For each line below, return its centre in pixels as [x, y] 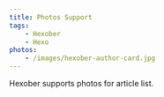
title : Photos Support [51, 17]
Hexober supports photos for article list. [82, 83]
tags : [19, 26]
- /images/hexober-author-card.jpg [90, 58]
